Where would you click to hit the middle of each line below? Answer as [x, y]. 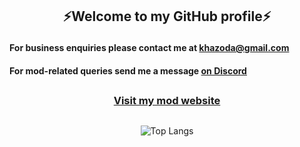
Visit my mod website [167, 101]
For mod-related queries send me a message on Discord [128, 70]
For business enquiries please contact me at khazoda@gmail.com [149, 48]
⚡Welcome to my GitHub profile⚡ [167, 16]
